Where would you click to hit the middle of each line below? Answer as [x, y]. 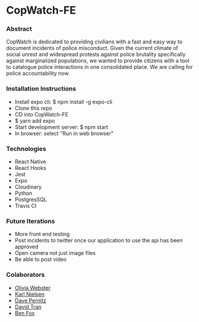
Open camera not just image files [55, 253]
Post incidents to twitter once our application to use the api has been [99, 241]
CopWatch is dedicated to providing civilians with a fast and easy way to [94, 42]
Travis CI [25, 206]
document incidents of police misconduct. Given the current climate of [92, 48]
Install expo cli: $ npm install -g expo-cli [63, 102]
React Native [30, 162]
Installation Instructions [41, 89]
